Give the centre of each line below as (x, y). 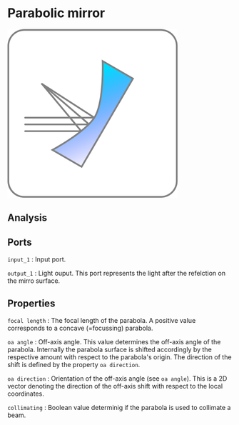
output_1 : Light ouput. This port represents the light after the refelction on (117, 274)
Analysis (27, 218)
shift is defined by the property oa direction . (74, 364)
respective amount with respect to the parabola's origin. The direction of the (119, 357)
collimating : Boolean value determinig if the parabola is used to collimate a (119, 407)
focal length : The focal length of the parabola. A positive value (102, 320)
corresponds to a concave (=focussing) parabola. (80, 328)
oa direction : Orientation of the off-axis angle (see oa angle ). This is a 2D (117, 378)
